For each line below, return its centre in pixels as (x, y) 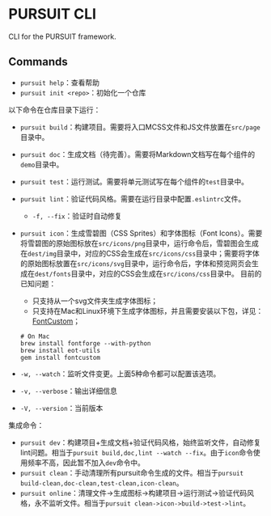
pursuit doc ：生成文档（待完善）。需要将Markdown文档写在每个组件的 (138, 154)
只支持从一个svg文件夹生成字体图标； (95, 301)
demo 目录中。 (42, 164)
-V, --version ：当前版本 (61, 408)
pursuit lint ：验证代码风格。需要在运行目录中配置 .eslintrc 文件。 (133, 198)
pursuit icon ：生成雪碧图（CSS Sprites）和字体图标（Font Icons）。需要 (141, 233)
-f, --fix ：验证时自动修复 (77, 216)
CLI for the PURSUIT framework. (62, 36)
